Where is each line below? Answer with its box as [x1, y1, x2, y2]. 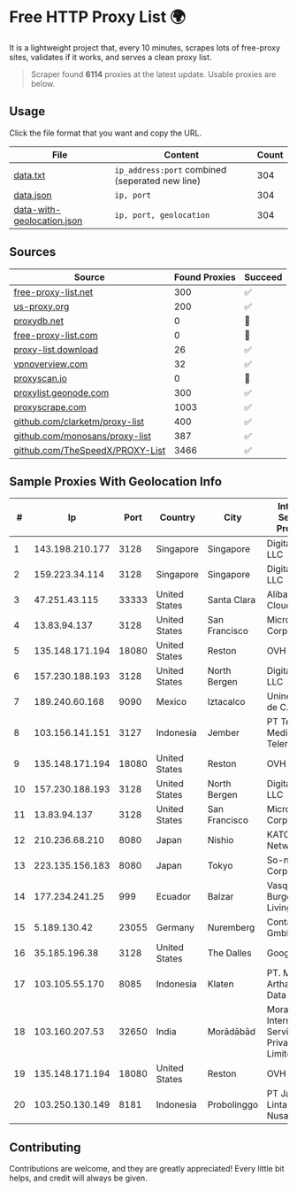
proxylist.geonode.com [13, 386, 110, 399]
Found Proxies [173, 271, 236, 283]
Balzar [207, 891, 234, 903]
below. [30, 78, 56, 89]
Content [164, 148, 200, 160]
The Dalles [207, 947, 252, 959]
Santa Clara [207, 594, 256, 607]
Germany [156, 922, 194, 934]
